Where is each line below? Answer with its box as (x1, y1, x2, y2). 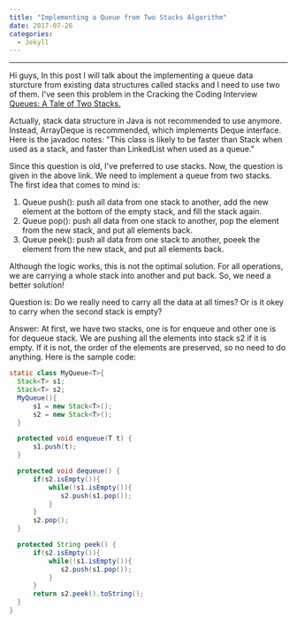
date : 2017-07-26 (9, 21, 73, 30)
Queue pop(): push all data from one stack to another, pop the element (21, 216, 280, 227)
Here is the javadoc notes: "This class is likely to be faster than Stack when (9, 135, 283, 145)
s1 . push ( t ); (32, 442, 77, 451)
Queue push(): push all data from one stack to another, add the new (21, 196, 270, 208)
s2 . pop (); (32, 516, 69, 525)
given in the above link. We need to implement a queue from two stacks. (9, 170, 272, 181)
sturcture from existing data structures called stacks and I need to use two (9, 80, 280, 90)
